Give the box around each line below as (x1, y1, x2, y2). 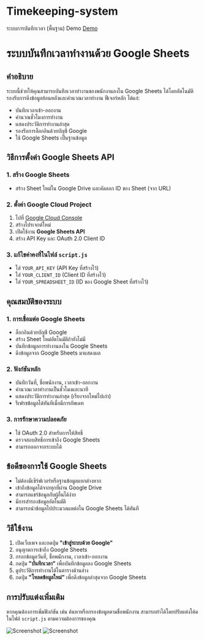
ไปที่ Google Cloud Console (15, 214, 83, 221)
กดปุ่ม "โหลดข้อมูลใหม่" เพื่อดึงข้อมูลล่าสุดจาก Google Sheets (15, 574, 147, 581)
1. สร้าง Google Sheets (6, 170, 70, 179)
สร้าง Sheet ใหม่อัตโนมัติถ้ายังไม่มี (15, 335, 86, 342)
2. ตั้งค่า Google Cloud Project (6, 200, 92, 209)
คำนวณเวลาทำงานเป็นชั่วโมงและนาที (15, 386, 89, 393)
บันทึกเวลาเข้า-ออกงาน (15, 106, 61, 114)
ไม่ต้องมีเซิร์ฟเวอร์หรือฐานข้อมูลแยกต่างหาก (15, 477, 102, 484)
